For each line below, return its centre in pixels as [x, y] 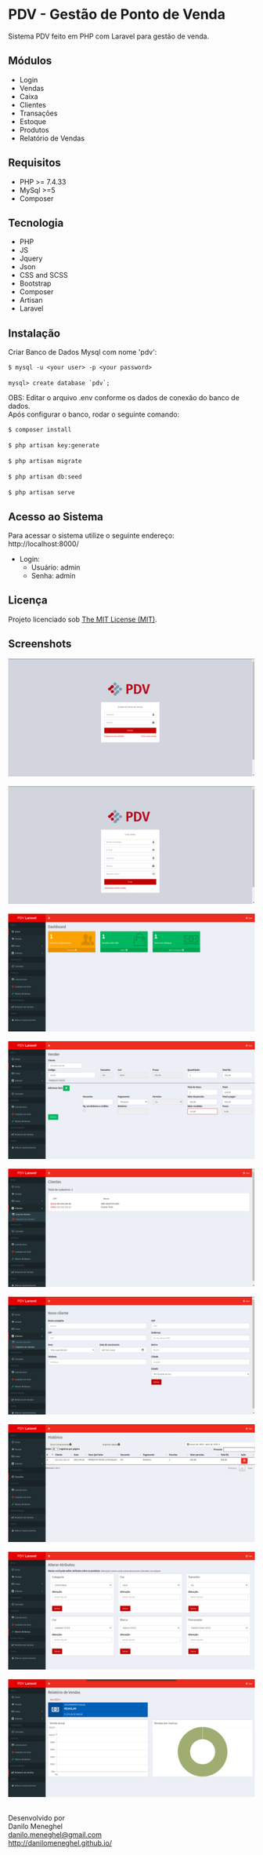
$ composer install [40, 430]
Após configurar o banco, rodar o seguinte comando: [94, 414]
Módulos [30, 61]
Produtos [34, 129]
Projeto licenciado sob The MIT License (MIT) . [83, 619]
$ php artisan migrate [45, 461]
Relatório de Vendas [52, 138]
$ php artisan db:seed [45, 477]
